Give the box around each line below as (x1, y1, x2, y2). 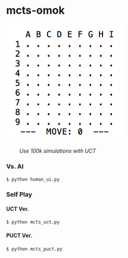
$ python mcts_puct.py (6, 246, 63, 252)
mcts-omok (6, 4, 65, 17)
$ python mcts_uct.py (6, 219, 60, 225)
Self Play (6, 190, 33, 199)
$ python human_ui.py (6, 177, 60, 183)
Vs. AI (6, 162, 24, 171)
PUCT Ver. (6, 232, 33, 239)
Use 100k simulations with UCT (19, 147, 96, 154)
